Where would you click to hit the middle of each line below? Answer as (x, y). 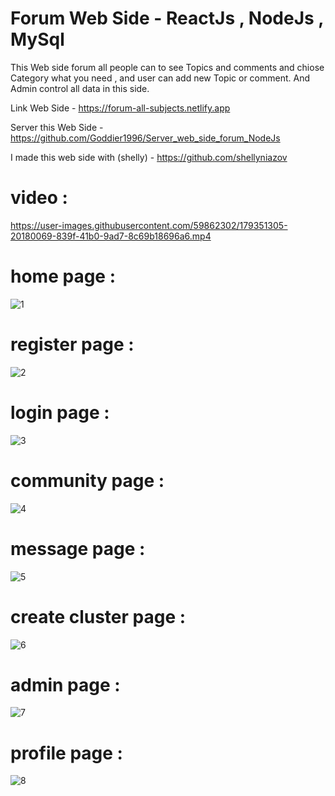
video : (39, 198)
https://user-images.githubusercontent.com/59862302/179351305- (149, 225)
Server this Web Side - (57, 127)
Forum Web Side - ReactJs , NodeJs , (167, 18)
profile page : (66, 753)
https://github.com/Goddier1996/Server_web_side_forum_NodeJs (145, 138)
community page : (87, 480)
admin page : (65, 684)
